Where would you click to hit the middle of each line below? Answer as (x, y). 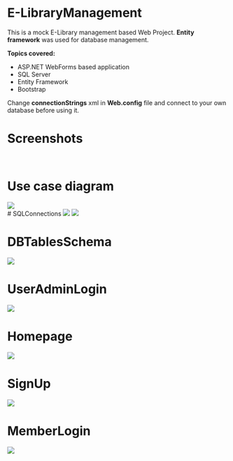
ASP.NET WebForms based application (73, 67)
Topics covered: (31, 53)
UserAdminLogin (57, 289)
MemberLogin (49, 431)
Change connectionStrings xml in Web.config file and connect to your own (117, 102)
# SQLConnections (34, 213)
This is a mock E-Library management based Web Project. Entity (101, 32)
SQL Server (34, 74)
